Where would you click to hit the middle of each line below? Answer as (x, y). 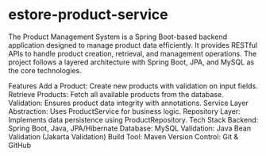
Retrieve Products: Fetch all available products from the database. (116, 94)
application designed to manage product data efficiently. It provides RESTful (133, 45)
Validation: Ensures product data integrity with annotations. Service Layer (128, 103)
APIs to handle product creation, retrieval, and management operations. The (133, 53)
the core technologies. (45, 70)
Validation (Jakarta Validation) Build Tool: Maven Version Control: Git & (123, 136)
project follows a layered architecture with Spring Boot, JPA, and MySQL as (131, 62)
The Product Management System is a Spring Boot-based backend (118, 37)
